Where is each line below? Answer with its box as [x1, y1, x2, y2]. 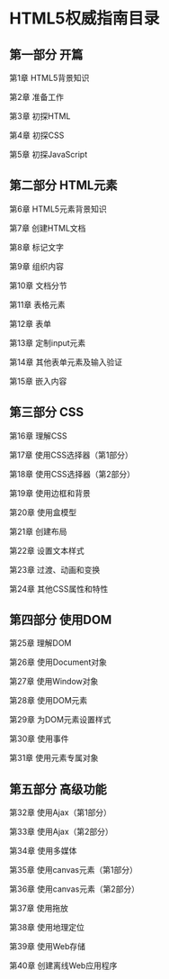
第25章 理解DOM [9, 638, 72, 648]
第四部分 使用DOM [9, 612, 112, 628]
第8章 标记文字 [9, 241, 65, 252]
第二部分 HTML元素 [9, 177, 119, 194]
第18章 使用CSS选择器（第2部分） [9, 468, 136, 479]
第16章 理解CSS [9, 430, 67, 441]
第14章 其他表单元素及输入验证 [9, 357, 123, 367]
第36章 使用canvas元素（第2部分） [9, 884, 139, 894]
